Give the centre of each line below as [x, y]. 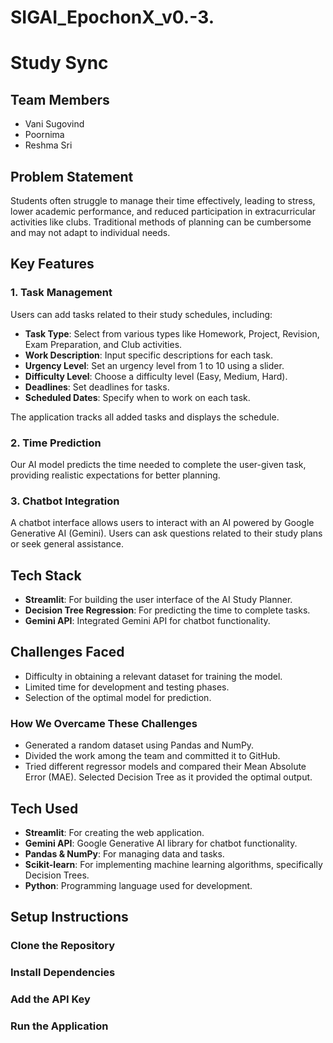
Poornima [44, 135]
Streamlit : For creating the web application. [114, 833]
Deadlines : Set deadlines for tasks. [97, 387]
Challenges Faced [67, 652]
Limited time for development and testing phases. [127, 687]
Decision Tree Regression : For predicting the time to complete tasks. [167, 610]
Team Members [60, 99]
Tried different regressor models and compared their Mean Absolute [165, 767]
